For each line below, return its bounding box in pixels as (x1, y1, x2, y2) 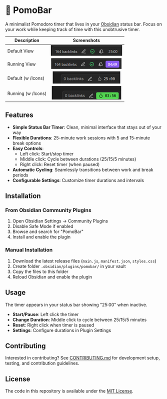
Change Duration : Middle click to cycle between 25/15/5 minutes (12, 316, 147, 322)
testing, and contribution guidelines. (5, 360, 79, 366)
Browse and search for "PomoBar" (12, 228, 84, 234)
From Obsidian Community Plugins (5, 207, 91, 214)
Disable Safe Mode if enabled (12, 223, 73, 229)
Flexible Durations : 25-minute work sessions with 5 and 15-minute (12, 134, 150, 140)
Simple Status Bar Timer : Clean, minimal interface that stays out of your (12, 124, 161, 130)
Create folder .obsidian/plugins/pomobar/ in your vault (12, 263, 126, 269)
